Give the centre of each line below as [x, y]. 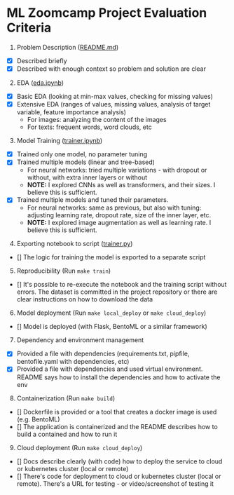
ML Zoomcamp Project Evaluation [107, 13]
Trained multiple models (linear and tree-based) [86, 162]
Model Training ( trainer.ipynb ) [60, 141]
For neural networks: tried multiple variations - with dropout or [117, 170]
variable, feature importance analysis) [71, 112]
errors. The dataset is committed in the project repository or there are [117, 292]
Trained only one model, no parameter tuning [82, 154]
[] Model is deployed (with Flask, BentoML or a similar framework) [112, 327]
